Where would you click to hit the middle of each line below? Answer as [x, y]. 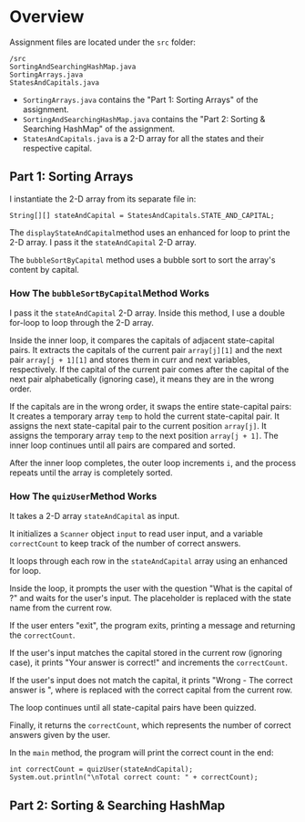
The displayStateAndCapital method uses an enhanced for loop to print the [150, 232]
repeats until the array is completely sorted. [91, 473]
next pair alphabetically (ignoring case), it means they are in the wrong [142, 380]
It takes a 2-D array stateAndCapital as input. [95, 516]
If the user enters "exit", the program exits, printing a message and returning [152, 626]
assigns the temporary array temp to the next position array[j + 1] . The [144, 436]
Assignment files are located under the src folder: [102, 42]
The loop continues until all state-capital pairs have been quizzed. [133, 708]
